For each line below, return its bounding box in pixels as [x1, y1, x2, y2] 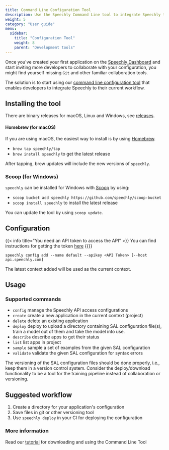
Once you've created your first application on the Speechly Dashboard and [5, 59, 160, 65]
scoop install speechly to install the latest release [12, 199, 118, 206]
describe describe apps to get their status [12, 334, 100, 340]
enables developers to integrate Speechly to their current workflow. [5, 84, 145, 91]
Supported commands [5, 296, 61, 303]
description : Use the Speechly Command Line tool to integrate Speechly [5, 12, 161, 17]
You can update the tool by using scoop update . [5, 209, 103, 215]
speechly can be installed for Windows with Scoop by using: [5, 184, 130, 190]
